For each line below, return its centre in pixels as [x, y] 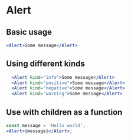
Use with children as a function [64, 112]
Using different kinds [46, 64]
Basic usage [29, 32]
